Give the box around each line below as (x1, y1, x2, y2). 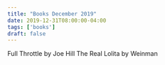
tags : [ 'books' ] (7, 23, 55, 30)
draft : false (7, 30, 46, 37)
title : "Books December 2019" (7, 10, 97, 18)
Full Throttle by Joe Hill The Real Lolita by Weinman (7, 49, 158, 58)
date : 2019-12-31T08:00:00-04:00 (7, 17, 107, 24)
